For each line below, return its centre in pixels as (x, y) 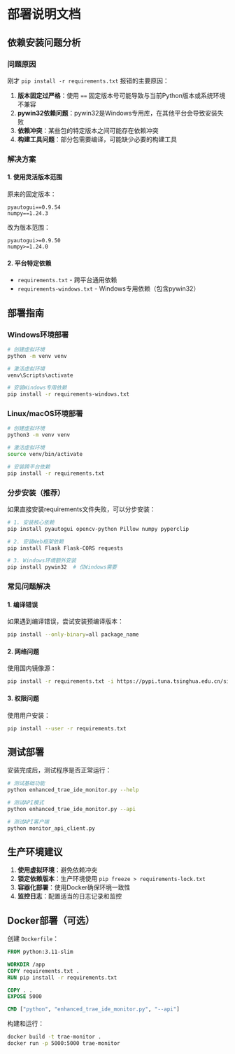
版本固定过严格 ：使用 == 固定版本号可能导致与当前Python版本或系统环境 (121, 95)
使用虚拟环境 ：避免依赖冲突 (57, 870)
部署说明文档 (44, 14)
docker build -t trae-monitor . (54, 1037)
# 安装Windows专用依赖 (37, 388)
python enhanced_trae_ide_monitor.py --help (73, 790)
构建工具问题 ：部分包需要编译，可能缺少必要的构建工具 (97, 139)
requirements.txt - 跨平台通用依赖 (67, 280)
